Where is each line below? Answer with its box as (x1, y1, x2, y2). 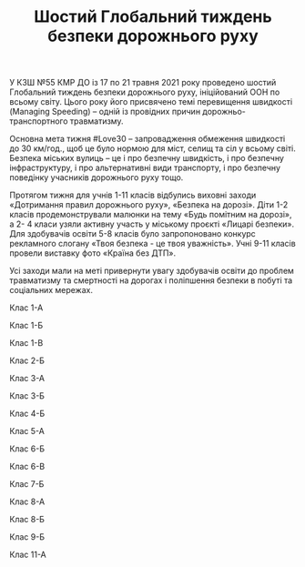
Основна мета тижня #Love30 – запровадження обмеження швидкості (9, 134, 286, 145)
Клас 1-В (9, 338, 44, 349)
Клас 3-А (9, 373, 46, 384)
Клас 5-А (9, 426, 46, 437)
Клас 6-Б (9, 443, 46, 454)
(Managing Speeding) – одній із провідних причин (9, 106, 201, 117)
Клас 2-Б (9, 355, 46, 366)
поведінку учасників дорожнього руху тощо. (9, 172, 184, 183)
